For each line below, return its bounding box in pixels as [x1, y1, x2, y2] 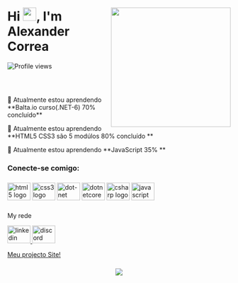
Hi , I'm [7, 8, 62, 25]
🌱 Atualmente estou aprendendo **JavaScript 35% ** [7, 145, 166, 154]
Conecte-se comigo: [7, 163, 80, 173]
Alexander [7, 23, 70, 40]
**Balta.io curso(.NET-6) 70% [7, 103, 96, 111]
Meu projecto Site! [7, 250, 62, 258]
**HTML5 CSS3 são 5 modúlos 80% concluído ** [7, 132, 154, 140]
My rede [7, 211, 32, 219]
